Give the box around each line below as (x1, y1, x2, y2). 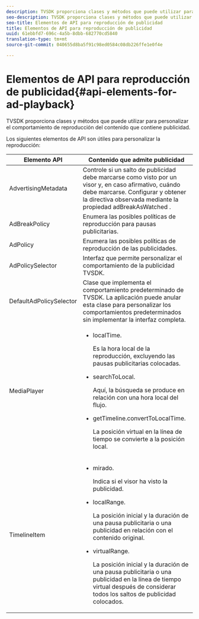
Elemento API (23, 155, 63, 164)
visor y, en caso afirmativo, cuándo (82, 180, 181, 189)
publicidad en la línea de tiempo (92, 575, 182, 583)
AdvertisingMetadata (9, 184, 68, 192)
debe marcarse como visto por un (82, 173, 177, 181)
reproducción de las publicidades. (82, 244, 178, 252)
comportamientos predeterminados (82, 308, 182, 316)
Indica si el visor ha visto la (92, 477, 168, 485)
